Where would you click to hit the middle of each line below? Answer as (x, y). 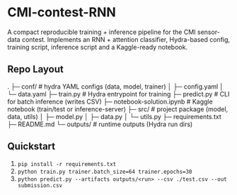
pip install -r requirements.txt (67, 164)
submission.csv (40, 185)
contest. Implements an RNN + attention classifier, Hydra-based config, (126, 39)
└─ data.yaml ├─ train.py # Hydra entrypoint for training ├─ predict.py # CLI (118, 94)
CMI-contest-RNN (62, 12)
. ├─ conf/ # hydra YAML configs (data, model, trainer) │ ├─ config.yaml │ (116, 87)
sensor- (209, 32)
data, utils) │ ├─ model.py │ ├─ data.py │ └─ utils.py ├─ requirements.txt (114, 116)
